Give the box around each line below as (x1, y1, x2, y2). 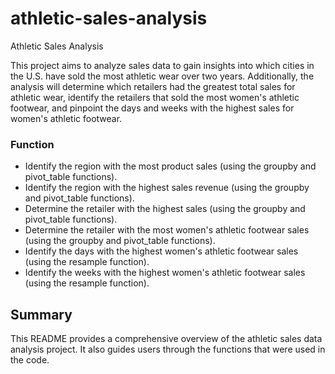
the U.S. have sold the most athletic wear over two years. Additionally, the (10, 70, 315, 82)
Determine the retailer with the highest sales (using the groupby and (24, 203, 306, 215)
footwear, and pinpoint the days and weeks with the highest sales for (10, 102, 295, 114)
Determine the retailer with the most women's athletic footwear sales (24, 224, 310, 236)
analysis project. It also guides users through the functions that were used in (10, 343, 326, 356)
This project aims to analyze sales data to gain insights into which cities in (10, 59, 315, 71)
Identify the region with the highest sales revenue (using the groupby (24, 182, 310, 194)
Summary (10, 306, 73, 323)
